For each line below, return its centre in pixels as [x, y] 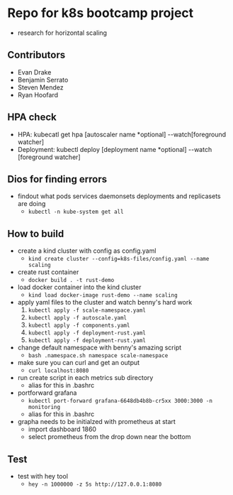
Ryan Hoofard [38, 94]
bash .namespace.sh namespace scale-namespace [98, 356]
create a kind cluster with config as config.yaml [87, 251]
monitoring [44, 407]
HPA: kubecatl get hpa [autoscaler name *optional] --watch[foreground [122, 134]
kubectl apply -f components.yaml [79, 326]
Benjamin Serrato [43, 80]
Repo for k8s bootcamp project [101, 13]
